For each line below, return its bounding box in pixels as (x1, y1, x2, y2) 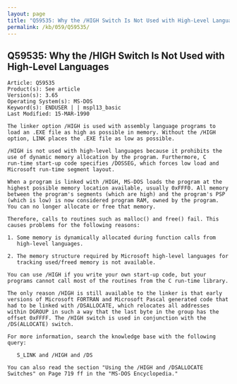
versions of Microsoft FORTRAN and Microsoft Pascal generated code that (7, 296, 229, 303)
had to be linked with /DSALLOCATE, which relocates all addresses (7, 302, 210, 310)
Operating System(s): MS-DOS (7, 98, 93, 105)
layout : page (7, 10, 46, 18)
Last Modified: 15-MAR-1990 (7, 110, 90, 117)
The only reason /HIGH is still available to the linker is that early (7, 290, 222, 297)
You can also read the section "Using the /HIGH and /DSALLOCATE (7, 364, 203, 371)
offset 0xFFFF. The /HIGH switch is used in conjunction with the (7, 315, 207, 322)
